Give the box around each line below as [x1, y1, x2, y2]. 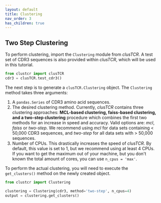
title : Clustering [5, 12, 42, 17]
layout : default [5, 7, 38, 12]
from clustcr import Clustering [5, 180, 71, 185]
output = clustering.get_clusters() [5, 193, 79, 198]
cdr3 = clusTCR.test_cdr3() [5, 76, 62, 81]
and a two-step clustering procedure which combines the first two [12, 115, 147, 120]
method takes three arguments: [5, 89, 68, 95]
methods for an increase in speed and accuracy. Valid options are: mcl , [12, 119, 155, 125]
